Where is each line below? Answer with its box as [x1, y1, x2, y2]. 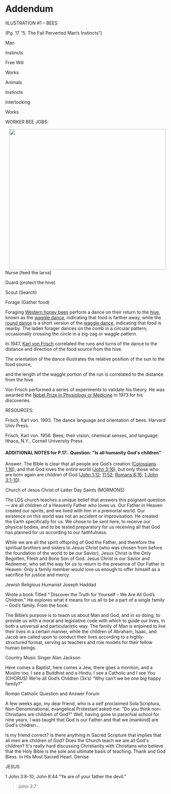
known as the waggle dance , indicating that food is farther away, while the [5, 314, 161, 320]
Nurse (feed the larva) [5, 269, 52, 275]
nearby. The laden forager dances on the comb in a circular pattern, [5, 325, 148, 331]
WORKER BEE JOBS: [5, 118, 49, 125]
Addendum [5, 3, 53, 15]
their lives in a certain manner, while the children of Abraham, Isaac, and [5, 628, 157, 635]
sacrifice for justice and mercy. [5, 572, 70, 578]
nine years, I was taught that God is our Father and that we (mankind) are [5, 717, 159, 723]
